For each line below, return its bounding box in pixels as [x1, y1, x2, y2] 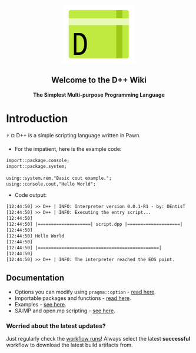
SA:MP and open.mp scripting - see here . [14, 307, 116, 314]
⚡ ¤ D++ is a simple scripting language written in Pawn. [6, 132, 141, 139]
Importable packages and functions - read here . [14, 294, 131, 302]
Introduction [6, 112, 68, 126]
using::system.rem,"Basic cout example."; [6, 176, 112, 182]
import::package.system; [6, 164, 67, 170]
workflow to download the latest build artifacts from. [6, 341, 134, 349]
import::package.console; [6, 158, 69, 164]
